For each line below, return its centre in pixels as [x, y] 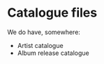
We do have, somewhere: [44, 32]
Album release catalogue [53, 53]
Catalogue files [52, 13]
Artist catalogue [40, 45]
